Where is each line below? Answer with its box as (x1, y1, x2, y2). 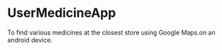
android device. (7, 35, 53, 44)
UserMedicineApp (7, 5, 116, 21)
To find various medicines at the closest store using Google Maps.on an (7, 28, 216, 37)
